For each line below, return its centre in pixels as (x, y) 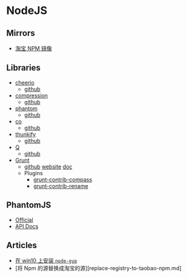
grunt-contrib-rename (61, 186)
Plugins (33, 173)
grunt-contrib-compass (63, 179)
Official (24, 220)
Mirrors (21, 33)
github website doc (48, 166)
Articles (22, 245)
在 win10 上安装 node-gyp (46, 261)
